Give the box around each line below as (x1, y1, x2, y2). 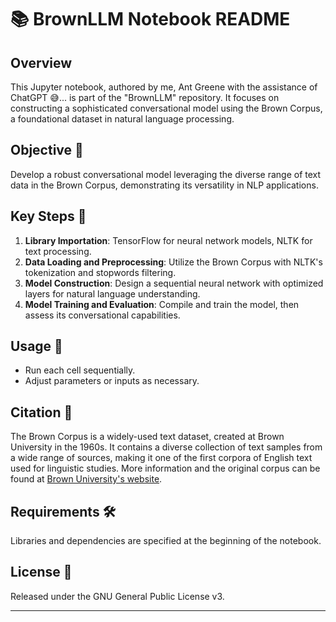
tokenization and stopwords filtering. (24, 266, 177, 278)
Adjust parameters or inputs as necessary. (24, 375, 200, 387)
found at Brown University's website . (10, 473, 163, 485)
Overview (10, 54, 73, 71)
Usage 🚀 (10, 338, 63, 355)
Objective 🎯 (10, 142, 84, 159)
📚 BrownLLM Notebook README (10, 8, 291, 31)
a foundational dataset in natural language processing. (10, 113, 235, 125)
